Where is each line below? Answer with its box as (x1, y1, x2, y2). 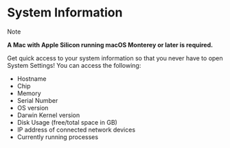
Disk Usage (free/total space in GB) (16, 118, 118, 126)
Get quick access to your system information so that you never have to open (7, 53, 223, 62)
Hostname (16, 74, 47, 83)
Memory (16, 89, 41, 97)
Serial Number (16, 96, 58, 104)
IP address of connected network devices (16, 125, 136, 134)
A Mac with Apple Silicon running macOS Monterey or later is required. (7, 40, 214, 49)
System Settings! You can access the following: (7, 61, 141, 69)
